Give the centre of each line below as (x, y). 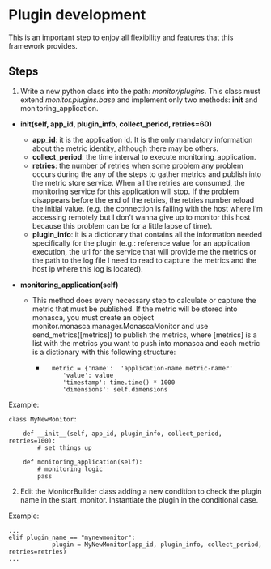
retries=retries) (38, 552)
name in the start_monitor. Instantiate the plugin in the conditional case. (139, 499)
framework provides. (43, 45)
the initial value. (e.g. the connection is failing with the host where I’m (147, 208)
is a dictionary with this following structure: (104, 352)
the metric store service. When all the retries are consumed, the (138, 182)
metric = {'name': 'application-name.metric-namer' (142, 368)
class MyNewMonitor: (43, 419)
